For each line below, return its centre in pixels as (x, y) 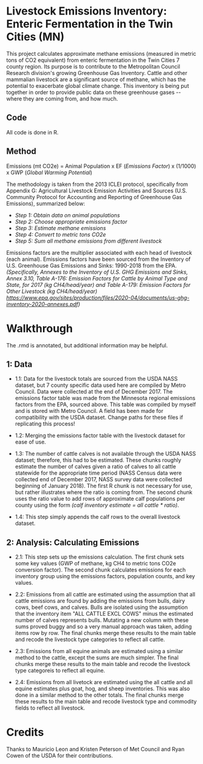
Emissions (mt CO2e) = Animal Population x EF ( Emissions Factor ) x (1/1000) (101, 166)
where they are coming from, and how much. (62, 99)
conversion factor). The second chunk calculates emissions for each (100, 570)
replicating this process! (45, 424)
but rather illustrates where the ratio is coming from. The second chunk (104, 492)
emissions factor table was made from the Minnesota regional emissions (105, 398)
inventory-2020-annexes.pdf (42, 304)
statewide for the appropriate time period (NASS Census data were (98, 473)
